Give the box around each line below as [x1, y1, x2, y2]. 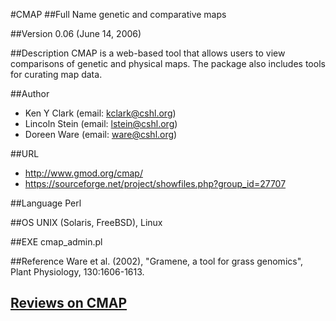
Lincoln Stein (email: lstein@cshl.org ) [24, 118, 178, 129]
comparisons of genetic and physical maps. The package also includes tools [10, 58, 326, 69]
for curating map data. [10, 69, 103, 80]
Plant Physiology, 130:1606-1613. [10, 266, 145, 278]
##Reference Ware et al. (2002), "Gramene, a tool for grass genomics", [10, 255, 304, 267]
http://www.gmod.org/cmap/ [24, 167, 143, 179]
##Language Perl [10, 197, 82, 209]
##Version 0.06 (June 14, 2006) [10, 28, 142, 39]
